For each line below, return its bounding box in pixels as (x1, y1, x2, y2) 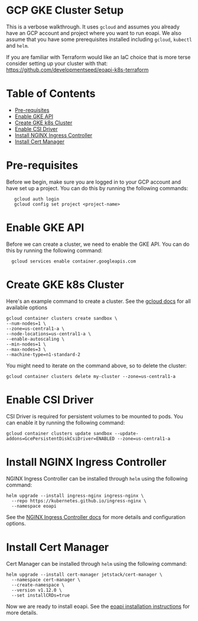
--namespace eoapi (11, 503, 57, 509)
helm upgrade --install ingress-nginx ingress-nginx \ (6, 492, 144, 498)
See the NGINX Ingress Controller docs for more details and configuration (6, 513, 186, 520)
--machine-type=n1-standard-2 (6, 351, 81, 357)
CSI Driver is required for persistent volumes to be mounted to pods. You (6, 412, 183, 420)
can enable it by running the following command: (6, 419, 125, 426)
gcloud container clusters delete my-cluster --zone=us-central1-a (6, 373, 176, 379)
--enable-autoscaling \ (6, 336, 65, 342)
